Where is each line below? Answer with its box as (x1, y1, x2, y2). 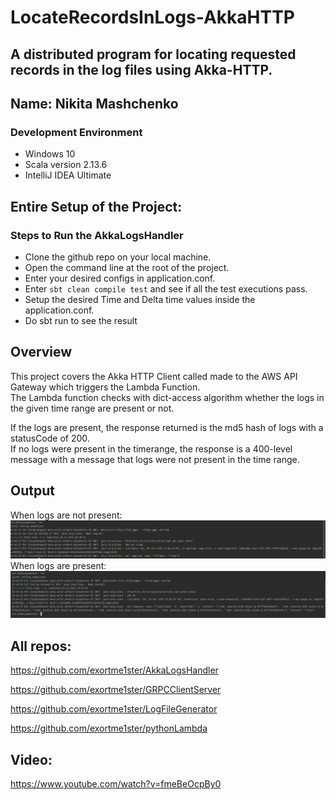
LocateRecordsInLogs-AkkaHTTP (10, 6, 295, 29)
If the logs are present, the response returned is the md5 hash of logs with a (10, 421, 324, 433)
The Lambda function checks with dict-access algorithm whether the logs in (10, 391, 325, 403)
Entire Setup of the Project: (10, 198, 183, 215)
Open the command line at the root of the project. (24, 261, 230, 273)
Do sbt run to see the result (24, 314, 138, 326)
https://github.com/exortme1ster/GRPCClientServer (10, 684, 222, 696)
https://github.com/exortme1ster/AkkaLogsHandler (10, 664, 219, 676)
